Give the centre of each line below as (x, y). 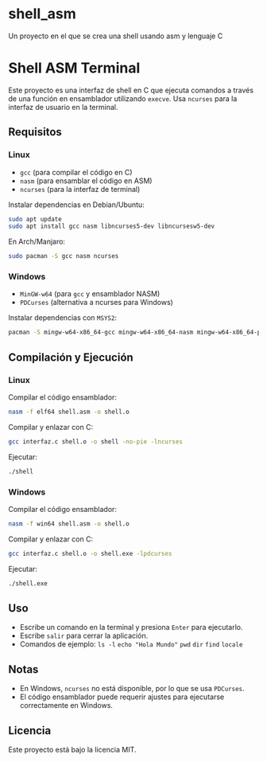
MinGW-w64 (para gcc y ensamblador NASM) (90, 294)
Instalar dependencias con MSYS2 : (63, 318)
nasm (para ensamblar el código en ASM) (86, 181)
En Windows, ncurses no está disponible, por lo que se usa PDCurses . (132, 689)
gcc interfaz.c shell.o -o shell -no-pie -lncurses (95, 442)
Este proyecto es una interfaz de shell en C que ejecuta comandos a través (131, 90)
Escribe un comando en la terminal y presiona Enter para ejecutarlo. (132, 627)
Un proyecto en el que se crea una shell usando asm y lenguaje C (116, 36)
